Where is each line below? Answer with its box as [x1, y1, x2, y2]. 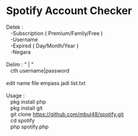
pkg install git [10, 104, 43, 111]
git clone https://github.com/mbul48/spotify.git [10, 110, 124, 118]
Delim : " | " [6, 60, 34, 68]
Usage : [6, 92, 25, 99]
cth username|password [10, 67, 69, 74]
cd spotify [10, 117, 35, 124]
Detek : [6, 23, 23, 30]
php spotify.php [10, 123, 49, 130]
